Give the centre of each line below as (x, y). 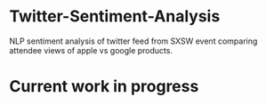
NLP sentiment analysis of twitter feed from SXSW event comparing (133, 41)
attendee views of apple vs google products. (91, 50)
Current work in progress (104, 87)
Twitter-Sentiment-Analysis (115, 16)
